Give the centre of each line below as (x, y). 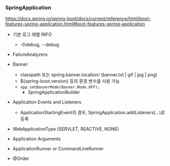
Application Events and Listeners (47, 102)
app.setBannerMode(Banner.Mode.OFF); (60, 87)
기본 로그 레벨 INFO (32, 35)
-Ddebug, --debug (40, 45)
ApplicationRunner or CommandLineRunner (58, 149)
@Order (21, 158)
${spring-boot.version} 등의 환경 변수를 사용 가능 (70, 81)
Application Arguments (37, 139)
